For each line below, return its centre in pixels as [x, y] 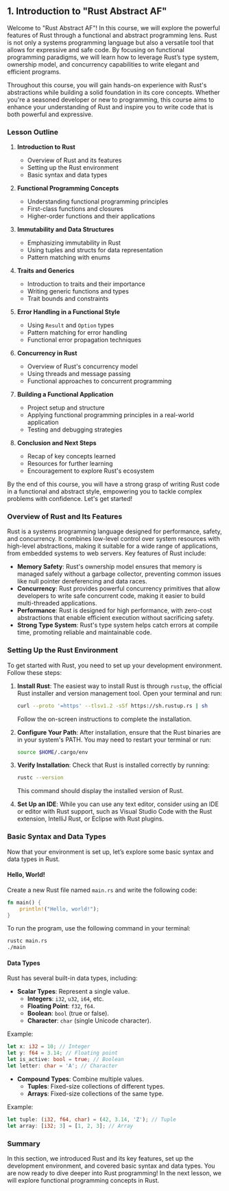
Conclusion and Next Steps [57, 443]
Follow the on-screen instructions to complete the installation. [104, 719]
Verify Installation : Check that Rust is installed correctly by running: [113, 765]
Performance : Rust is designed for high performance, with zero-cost [114, 610]
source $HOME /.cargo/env [52, 752]
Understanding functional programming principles [98, 201]
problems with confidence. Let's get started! [70, 499]
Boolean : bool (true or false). [68, 1014]
